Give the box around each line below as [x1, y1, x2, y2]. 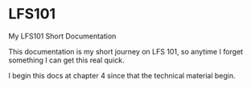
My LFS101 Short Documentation [8, 31, 117, 41]
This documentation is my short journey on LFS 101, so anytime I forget [8, 46, 244, 56]
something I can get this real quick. [8, 55, 125, 65]
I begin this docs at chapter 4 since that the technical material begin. [8, 70, 236, 80]
